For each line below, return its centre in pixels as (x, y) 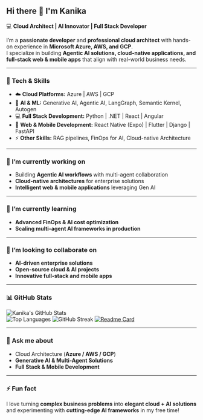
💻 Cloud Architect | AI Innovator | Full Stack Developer (76, 26)
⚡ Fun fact (21, 389)
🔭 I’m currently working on (46, 162)
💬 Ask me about (30, 341)
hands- (182, 40)
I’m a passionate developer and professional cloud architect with (89, 40)
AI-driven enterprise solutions (54, 263)
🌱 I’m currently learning (41, 209)
